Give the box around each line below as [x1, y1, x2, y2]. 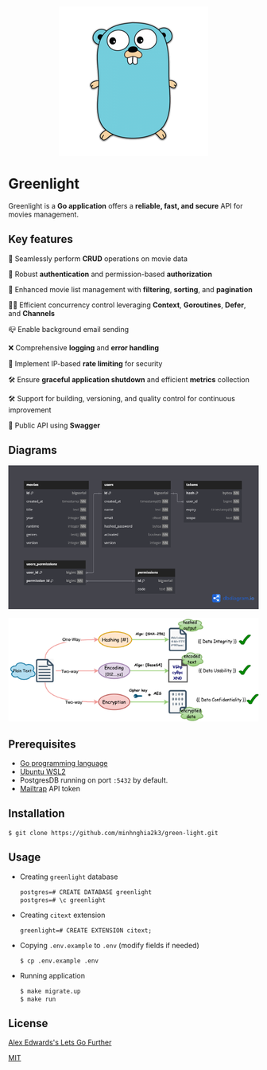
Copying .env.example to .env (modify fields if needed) [19, 940, 200, 950]
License [8, 1017, 48, 1030]
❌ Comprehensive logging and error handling [8, 342, 160, 352]
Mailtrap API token [19, 784, 81, 793]
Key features [8, 232, 73, 246]
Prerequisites [8, 737, 76, 751]
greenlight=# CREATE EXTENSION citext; [19, 926, 153, 935]
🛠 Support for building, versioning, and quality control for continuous [8, 393, 236, 403]
